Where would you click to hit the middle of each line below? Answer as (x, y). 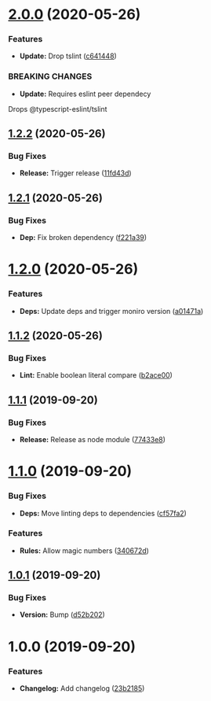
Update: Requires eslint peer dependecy (85, 94)
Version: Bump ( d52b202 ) (62, 614)
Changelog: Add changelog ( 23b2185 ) (82, 688)
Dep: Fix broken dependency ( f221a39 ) (83, 238)
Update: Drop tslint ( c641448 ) (68, 56)
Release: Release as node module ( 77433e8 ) (93, 440)
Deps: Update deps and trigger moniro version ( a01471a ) (111, 311)
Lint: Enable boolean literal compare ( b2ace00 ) (96, 375)
